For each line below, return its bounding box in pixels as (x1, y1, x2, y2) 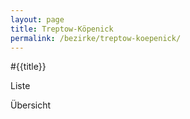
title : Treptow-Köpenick (10, 24, 114, 34)
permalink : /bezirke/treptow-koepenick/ (10, 33, 182, 43)
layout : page (10, 14, 65, 25)
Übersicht (10, 99, 52, 111)
